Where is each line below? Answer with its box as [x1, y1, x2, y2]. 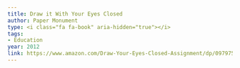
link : [7, 50, 24, 57]
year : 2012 [7, 43, 40, 50]
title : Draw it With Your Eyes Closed [7, 10, 123, 18]
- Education [7, 37, 43, 44]
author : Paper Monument [7, 17, 79, 24]
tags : [7, 30, 24, 38]
